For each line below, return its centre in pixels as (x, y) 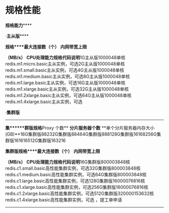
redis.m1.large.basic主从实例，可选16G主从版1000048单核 (65, 83)
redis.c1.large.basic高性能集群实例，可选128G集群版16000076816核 (75, 181)
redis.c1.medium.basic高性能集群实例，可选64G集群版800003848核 (76, 174)
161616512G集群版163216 (40, 140)
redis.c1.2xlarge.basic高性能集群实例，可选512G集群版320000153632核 (80, 193)
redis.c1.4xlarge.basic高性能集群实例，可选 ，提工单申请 (64, 199)
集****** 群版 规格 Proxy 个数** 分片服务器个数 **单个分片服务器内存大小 (80, 128)
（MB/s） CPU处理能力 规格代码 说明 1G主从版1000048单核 (65, 57)
